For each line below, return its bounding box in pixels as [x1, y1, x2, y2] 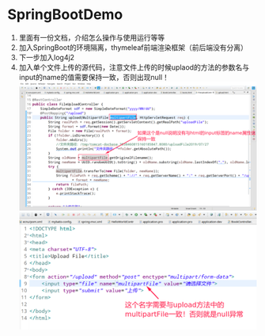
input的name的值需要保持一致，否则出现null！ [18, 72, 169, 82]
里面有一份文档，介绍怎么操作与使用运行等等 [18, 32, 165, 42]
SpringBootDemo [7, 6, 123, 24]
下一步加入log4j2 [18, 52, 75, 62]
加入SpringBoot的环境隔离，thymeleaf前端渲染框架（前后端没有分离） [18, 42, 248, 52]
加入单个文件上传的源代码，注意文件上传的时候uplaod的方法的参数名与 [18, 62, 250, 72]
